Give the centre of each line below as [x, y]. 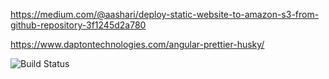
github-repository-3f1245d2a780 [78, 25]
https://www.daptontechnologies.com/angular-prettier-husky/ [137, 44]
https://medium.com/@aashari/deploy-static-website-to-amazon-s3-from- [165, 14]
